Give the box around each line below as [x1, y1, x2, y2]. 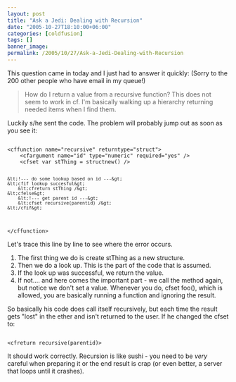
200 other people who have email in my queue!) [7, 76, 146, 85]
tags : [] [7, 37, 33, 44]
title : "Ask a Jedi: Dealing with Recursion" [7, 17, 143, 24]
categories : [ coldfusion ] [7, 30, 83, 37]
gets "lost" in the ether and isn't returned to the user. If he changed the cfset [7, 312, 229, 321]
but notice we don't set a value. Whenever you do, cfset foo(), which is [17, 283, 223, 292]
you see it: [7, 126, 37, 135]
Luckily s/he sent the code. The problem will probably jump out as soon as [7, 118, 223, 127]
